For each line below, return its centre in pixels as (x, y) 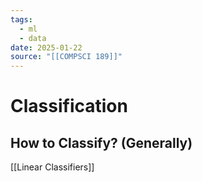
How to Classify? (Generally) (101, 142)
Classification (69, 106)
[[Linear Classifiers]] (52, 167)
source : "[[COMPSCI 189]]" (66, 57)
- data (33, 38)
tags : (21, 19)
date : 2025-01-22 (46, 47)
